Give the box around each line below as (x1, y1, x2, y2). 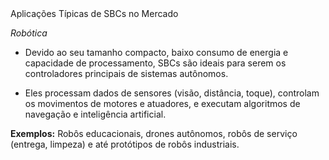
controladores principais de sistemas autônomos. (24, 68, 229, 79)
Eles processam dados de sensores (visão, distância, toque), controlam (24, 87, 320, 99)
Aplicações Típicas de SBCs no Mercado (10, 8, 179, 19)
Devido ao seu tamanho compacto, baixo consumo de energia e (24, 47, 289, 58)
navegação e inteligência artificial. (24, 108, 167, 120)
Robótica (10, 27, 48, 39)
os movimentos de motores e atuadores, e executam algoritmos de (24, 98, 301, 109)
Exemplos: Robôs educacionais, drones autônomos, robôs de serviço (10, 128, 298, 139)
